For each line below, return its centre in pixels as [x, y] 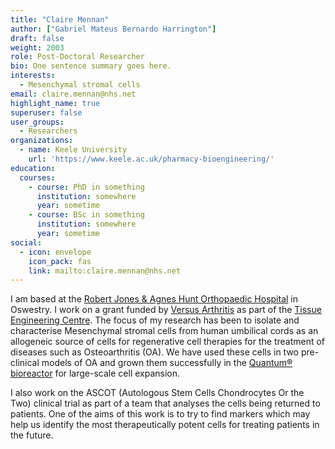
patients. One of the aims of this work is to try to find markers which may [160, 414]
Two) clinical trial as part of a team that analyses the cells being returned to [165, 403]
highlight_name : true [55, 103]
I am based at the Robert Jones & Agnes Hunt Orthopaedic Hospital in [154, 299]
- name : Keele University [73, 150]
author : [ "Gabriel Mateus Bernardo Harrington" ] [113, 29]
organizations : [42, 141]
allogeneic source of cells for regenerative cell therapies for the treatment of [168, 342]
